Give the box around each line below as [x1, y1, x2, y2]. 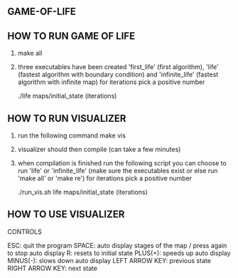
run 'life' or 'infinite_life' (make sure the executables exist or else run [17, 167, 218, 175]
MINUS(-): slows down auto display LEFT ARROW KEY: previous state [7, 256, 212, 264]
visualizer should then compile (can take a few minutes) [17, 145, 181, 154]
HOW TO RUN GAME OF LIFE [7, 30, 136, 42]
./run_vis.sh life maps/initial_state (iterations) [17, 188, 148, 197]
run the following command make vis [17, 131, 126, 140]
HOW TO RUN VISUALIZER [7, 112, 126, 124]
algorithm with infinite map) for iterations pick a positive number [17, 78, 205, 86]
